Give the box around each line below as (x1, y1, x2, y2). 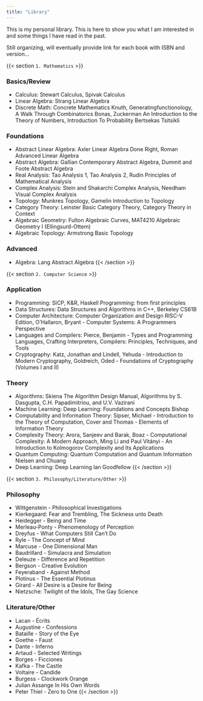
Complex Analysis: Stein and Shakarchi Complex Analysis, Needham (15, 185, 186, 192)
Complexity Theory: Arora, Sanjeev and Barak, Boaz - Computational (15, 432, 187, 439)
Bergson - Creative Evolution (15, 562, 87, 569)
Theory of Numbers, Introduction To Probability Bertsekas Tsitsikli (15, 117, 180, 124)
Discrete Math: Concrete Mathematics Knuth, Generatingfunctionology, (15, 104, 193, 111)
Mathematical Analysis (15, 178, 72, 185)
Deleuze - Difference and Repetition (15, 556, 105, 563)
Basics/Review (6, 77, 51, 86)
